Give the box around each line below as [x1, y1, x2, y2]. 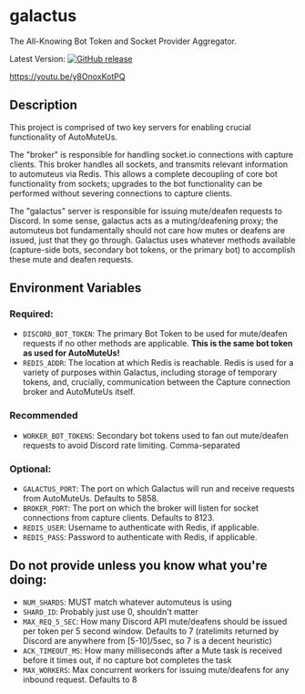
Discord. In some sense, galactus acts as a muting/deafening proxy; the [9, 215, 279, 226]
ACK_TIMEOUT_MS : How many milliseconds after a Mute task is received [22, 645, 282, 656]
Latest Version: [9, 53, 66, 64]
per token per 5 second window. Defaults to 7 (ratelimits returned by [22, 626, 280, 637]
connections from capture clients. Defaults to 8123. [22, 513, 216, 523]
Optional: [9, 462, 52, 475]
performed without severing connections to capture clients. [9, 188, 232, 199]
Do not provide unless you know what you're [9, 558, 268, 574]
